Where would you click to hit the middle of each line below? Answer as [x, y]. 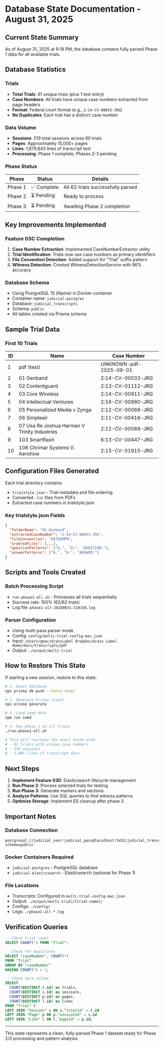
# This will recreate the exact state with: [51, 740]
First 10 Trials [21, 343]
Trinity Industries [38, 431]
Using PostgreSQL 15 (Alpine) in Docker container [62, 293]
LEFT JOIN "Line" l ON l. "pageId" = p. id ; [49, 1019]
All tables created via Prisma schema [49, 314]
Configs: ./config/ [31, 906]
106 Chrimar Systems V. [47, 448]
